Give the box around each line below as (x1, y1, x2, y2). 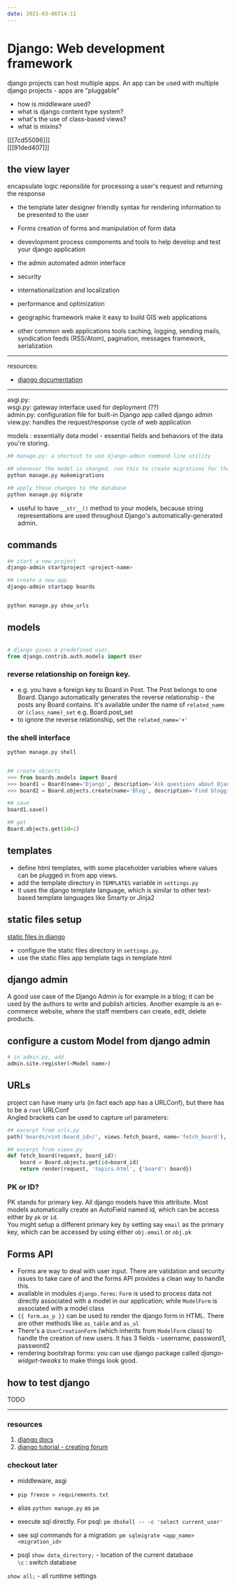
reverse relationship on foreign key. (7, 670, 131, 679)
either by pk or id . (7, 1213, 59, 1221)
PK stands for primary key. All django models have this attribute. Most (7, 1198, 208, 1207)
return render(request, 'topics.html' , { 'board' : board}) (20, 1166, 192, 1173)
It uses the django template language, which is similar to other (17, 886, 197, 894)
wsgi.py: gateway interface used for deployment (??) (7, 403, 159, 411)
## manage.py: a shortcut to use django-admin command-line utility (7, 453, 211, 460)
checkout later (7, 1461, 58, 1470)
